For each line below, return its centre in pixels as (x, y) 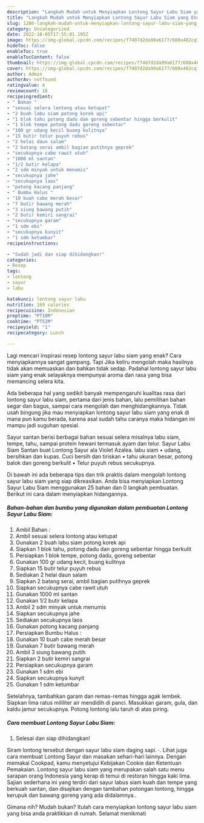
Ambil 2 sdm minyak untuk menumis (61, 607)
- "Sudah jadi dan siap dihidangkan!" (56, 254)
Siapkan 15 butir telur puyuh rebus (58, 568)
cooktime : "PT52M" (30, 322)
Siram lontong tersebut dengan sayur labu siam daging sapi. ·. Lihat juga (97, 750)
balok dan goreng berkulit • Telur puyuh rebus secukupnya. (81, 462)
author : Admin (25, 74)
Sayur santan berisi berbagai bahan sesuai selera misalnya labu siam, (94, 437)
